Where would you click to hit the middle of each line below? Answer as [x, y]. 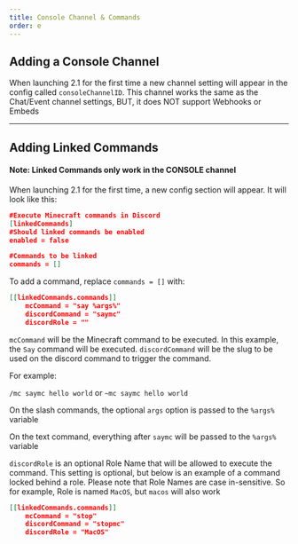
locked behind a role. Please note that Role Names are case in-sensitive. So [147, 482]
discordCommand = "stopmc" [75, 524]
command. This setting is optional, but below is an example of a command [145, 472]
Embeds [24, 111]
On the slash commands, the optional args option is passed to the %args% [142, 410]
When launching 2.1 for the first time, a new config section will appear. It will [148, 189]
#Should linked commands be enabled [77, 232]
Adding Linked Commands [84, 147]
